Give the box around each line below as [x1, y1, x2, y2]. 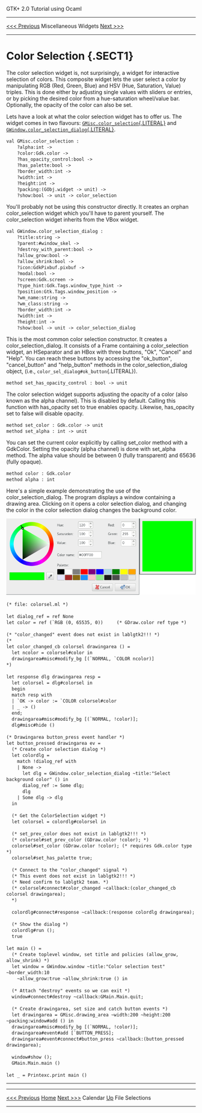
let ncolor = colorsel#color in [11, 649, 93, 655]
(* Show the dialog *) [11, 921, 69, 927]
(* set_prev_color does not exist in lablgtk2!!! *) [11, 831, 147, 837]
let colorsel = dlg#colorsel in [11, 680, 93, 686]
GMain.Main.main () [11, 1060, 61, 1066]
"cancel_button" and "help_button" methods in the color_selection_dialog [6, 361, 188, 368]
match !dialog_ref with [17, 758, 77, 764]
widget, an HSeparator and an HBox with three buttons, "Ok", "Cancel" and [6, 348, 192, 356]
